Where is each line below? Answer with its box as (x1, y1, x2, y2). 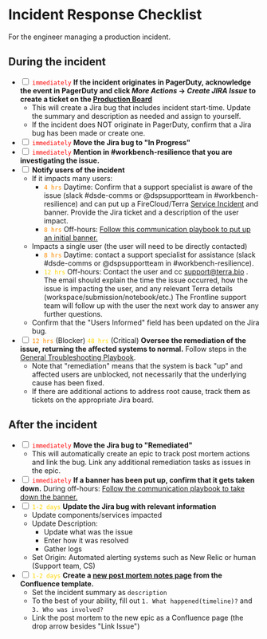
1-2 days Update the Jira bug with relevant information (31, 501, 217, 511)
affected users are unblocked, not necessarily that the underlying (31, 369, 247, 379)
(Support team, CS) (31, 561, 96, 570)
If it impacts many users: (31, 173, 113, 183)
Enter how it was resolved (43, 535, 129, 545)
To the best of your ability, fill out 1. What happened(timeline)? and (31, 596, 253, 605)
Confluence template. (19, 578, 94, 588)
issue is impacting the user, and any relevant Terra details (43, 283, 234, 293)
